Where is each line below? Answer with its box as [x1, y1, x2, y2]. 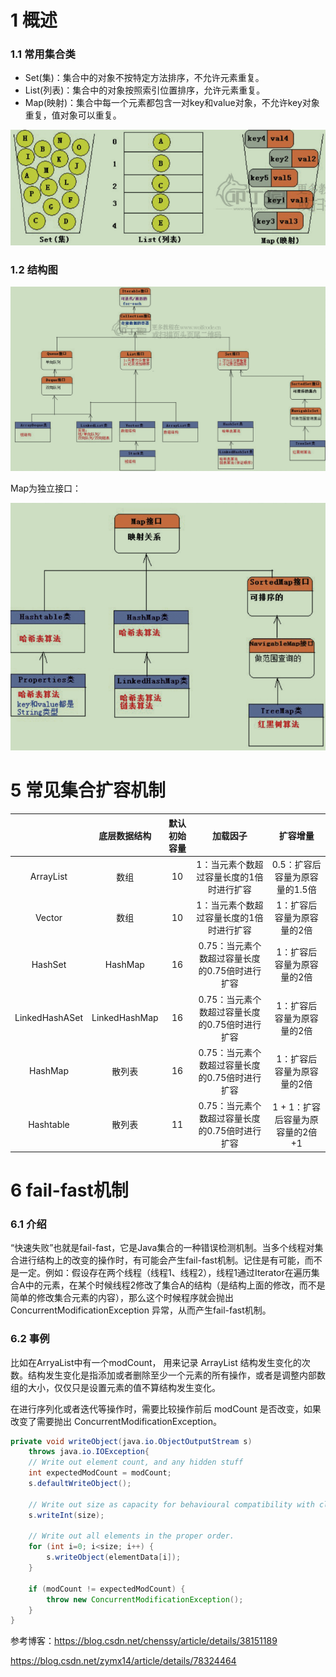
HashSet [31, 958, 67, 970]
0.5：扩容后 [271, 858, 322, 870]
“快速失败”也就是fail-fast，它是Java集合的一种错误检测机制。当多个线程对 [10, 1242, 315, 1254]
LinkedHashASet [14, 1012, 83, 1024]
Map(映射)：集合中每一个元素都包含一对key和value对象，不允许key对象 [24, 97, 320, 109]
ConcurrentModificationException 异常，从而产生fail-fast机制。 [10, 1304, 272, 1316]
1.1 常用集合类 [10, 47, 76, 61]
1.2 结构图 [10, 262, 58, 276]
